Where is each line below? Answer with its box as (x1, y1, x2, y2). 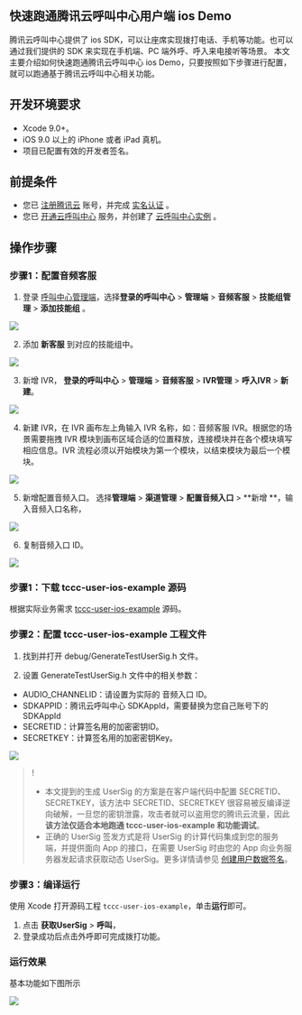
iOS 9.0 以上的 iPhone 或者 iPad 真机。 (22, 134, 167, 144)
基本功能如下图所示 (9, 978, 81, 989)
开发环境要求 (9, 97, 81, 113)
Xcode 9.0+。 (22, 123, 75, 134)
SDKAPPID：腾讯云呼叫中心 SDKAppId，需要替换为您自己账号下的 (22, 700, 269, 711)
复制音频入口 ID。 (22, 540, 88, 550)
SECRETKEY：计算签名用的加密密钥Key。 (22, 732, 178, 743)
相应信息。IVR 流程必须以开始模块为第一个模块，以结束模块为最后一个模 (22, 445, 291, 456)
